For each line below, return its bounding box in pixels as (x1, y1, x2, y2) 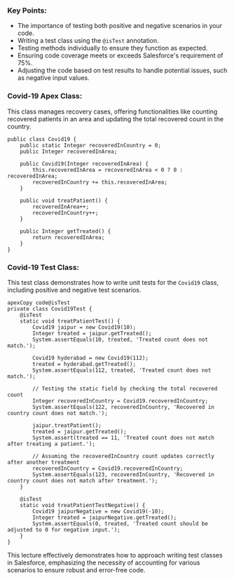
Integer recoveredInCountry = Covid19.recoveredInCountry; (32, 397, 209, 405)
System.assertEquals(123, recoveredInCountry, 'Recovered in (32, 471, 215, 478)
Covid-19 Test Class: (7, 262, 79, 272)
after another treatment (7, 459, 80, 466)
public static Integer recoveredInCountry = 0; (20, 142, 161, 149)
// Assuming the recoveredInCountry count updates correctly (32, 452, 215, 459)
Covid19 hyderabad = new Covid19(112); (32, 354, 149, 361)
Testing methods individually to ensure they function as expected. (17, 44, 208, 53)
